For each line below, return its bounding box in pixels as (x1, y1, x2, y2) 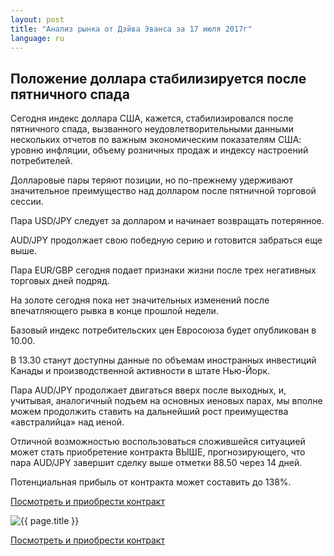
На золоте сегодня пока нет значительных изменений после (10, 294, 270, 306)
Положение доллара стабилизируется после (10, 70, 307, 87)
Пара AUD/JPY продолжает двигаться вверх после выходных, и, (10, 384, 287, 396)
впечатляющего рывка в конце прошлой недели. (10, 305, 219, 317)
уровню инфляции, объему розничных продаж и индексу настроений (10, 144, 309, 156)
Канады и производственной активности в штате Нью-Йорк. (10, 365, 271, 377)
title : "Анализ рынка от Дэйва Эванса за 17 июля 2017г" (10, 24, 253, 34)
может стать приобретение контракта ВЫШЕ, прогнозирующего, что (10, 446, 306, 458)
